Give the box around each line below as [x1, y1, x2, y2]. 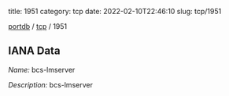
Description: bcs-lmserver [8, 80, 93, 89]
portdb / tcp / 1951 [8, 22, 68, 30]
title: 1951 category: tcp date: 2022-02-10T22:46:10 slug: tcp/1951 [8, 7, 222, 16]
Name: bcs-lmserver [8, 65, 76, 74]
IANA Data [8, 44, 61, 58]
